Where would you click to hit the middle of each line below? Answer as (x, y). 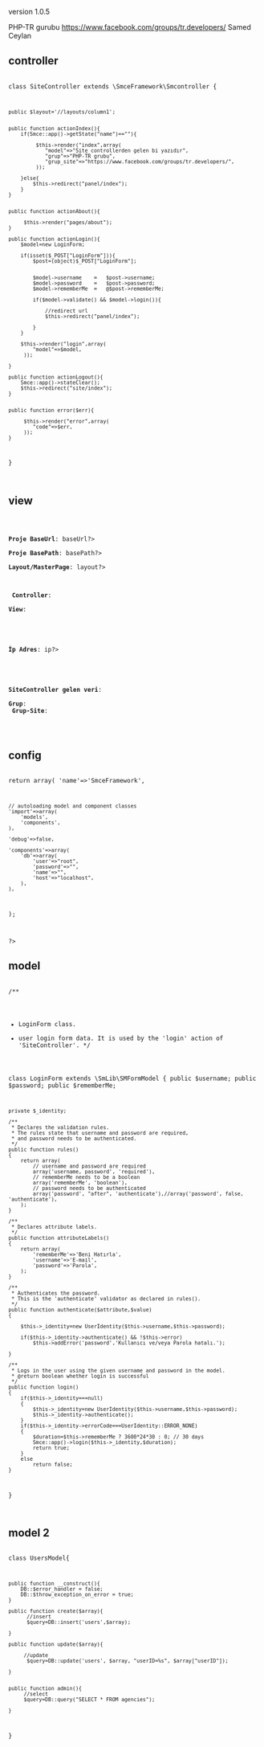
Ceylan (20, 36)
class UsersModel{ (39, 1558)
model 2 (29, 1533)
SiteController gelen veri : (55, 689)
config (25, 755)
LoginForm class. (47, 1025)
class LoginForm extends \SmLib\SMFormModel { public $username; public (132, 1079)
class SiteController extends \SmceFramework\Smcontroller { (113, 86)
